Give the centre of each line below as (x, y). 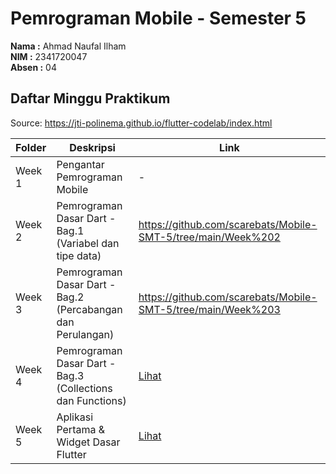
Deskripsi (92, 147)
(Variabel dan (88, 243)
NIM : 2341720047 (49, 56)
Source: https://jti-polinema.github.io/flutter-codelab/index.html (141, 123)
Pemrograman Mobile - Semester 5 (158, 18)
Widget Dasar (88, 442)
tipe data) (79, 255)
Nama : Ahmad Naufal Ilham (68, 46)
